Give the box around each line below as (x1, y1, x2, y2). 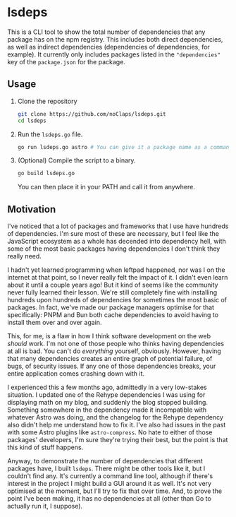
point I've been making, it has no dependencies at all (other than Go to (7, 494, 211, 503)
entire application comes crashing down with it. (7, 369, 145, 378)
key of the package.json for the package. (7, 57, 125, 66)
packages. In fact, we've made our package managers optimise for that (7, 303, 215, 311)
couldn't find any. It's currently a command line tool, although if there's (7, 472, 213, 480)
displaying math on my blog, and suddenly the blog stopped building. (7, 398, 208, 407)
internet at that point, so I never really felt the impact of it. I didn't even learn (7, 273, 228, 282)
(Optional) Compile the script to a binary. (17, 156, 136, 165)
